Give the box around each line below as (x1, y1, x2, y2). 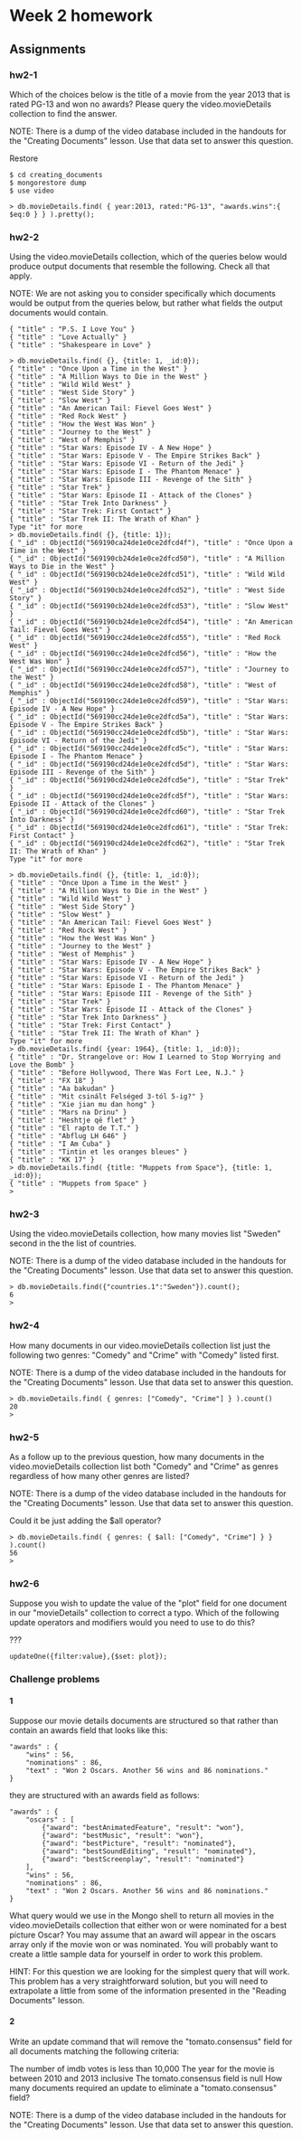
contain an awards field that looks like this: (9, 1725, 168, 1736)
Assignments (9, 42, 87, 57)
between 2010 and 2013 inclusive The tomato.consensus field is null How (9, 2072, 283, 2084)
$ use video (9, 186, 54, 195)
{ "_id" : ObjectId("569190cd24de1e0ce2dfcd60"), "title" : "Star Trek (9, 807, 285, 816)
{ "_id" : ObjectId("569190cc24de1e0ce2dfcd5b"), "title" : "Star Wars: (9, 729, 289, 738)
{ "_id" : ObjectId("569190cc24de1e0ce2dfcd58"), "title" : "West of (9, 681, 278, 690)
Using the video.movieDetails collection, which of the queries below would (9, 251, 288, 262)
